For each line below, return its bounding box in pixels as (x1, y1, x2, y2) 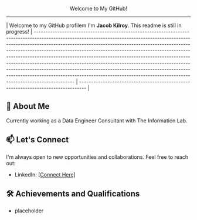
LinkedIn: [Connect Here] (14, 171, 76, 178)
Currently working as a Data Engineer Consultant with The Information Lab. (6, 117, 188, 124)
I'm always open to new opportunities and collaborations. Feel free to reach (6, 153, 189, 161)
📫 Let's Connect (6, 135, 69, 145)
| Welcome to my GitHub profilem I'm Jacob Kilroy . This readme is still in (6, 22, 182, 29)
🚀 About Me (6, 101, 50, 111)
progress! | (6, 28, 33, 35)
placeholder (14, 207, 44, 214)
